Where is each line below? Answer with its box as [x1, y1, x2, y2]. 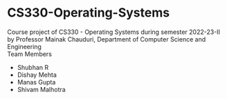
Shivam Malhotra [17, 85, 66, 93]
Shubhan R [17, 63, 49, 71]
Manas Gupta [17, 78, 56, 86]
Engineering [7, 42, 42, 51]
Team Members [7, 50, 52, 58]
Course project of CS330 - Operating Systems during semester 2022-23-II [7, 28, 220, 36]
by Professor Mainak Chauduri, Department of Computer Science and [7, 35, 206, 43]
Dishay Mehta [17, 71, 57, 79]
